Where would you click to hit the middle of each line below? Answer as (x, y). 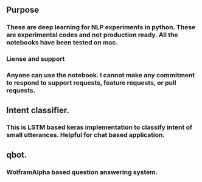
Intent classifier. (38, 110)
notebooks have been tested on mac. (62, 43)
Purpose (23, 10)
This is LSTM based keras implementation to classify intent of (99, 127)
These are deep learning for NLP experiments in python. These (101, 27)
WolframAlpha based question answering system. (82, 172)
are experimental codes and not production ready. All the (92, 35)
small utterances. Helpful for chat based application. (86, 135)
